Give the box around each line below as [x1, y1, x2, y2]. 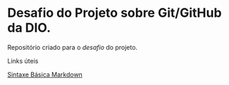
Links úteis [7, 56, 39, 65]
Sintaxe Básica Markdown [7, 70, 83, 79]
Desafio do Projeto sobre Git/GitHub [7, 5, 222, 21]
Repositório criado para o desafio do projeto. [7, 43, 138, 51]
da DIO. [7, 20, 51, 36]
